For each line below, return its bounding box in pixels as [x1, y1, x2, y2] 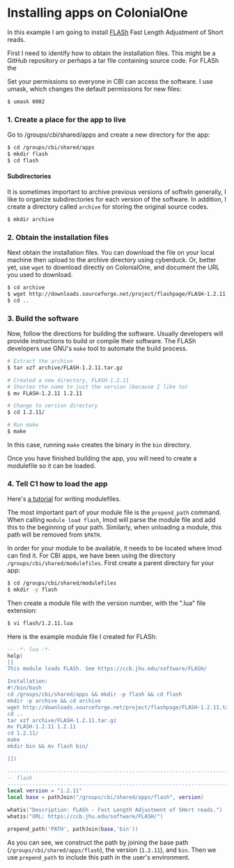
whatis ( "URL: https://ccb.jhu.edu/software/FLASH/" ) [7, 813, 164, 821]
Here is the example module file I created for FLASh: [7, 632, 157, 641]
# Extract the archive [7, 358, 73, 365]
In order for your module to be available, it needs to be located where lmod [7, 544, 222, 553]
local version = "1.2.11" [7, 787, 82, 795]
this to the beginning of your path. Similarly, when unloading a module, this [7, 523, 222, 532]
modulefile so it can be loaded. [7, 461, 96, 470]
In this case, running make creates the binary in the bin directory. [7, 440, 192, 449]
